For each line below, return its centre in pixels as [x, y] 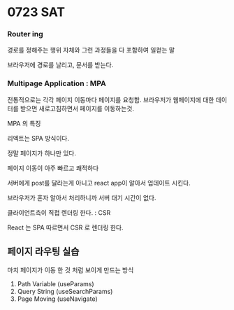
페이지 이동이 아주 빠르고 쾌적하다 [53, 168]
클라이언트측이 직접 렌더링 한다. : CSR [59, 212]
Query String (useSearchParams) [65, 291]
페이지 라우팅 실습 [43, 252]
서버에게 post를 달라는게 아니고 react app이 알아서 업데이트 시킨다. [99, 183]
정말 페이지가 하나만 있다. [42, 153]
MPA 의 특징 [24, 123]
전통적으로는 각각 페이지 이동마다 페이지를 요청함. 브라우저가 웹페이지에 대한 [111, 99]
